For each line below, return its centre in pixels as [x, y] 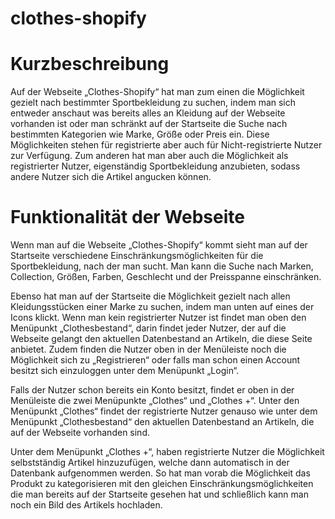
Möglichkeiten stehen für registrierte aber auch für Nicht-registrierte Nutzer [166, 145]
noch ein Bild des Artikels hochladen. [86, 505]
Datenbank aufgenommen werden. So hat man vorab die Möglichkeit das [160, 473]
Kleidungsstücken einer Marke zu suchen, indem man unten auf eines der [162, 307]
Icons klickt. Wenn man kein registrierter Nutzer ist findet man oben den [158, 318]
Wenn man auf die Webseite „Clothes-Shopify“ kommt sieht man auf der [159, 245]
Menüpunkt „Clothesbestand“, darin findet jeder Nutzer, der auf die [148, 328]
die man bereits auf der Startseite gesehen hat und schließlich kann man [159, 494]
